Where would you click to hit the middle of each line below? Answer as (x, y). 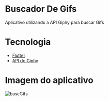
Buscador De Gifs (41, 9)
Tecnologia (28, 42)
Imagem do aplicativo (49, 80)
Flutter (19, 55)
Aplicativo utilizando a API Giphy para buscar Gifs (54, 22)
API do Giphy (25, 60)
